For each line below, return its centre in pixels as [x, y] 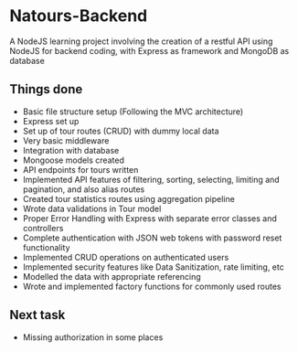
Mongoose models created [74, 160]
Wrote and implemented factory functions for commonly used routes [152, 286]
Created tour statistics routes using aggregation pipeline [128, 198]
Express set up [51, 121]
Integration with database [71, 150]
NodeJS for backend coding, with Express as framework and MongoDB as [149, 50]
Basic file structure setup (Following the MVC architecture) [133, 112]
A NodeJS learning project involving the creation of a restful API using [141, 41]
